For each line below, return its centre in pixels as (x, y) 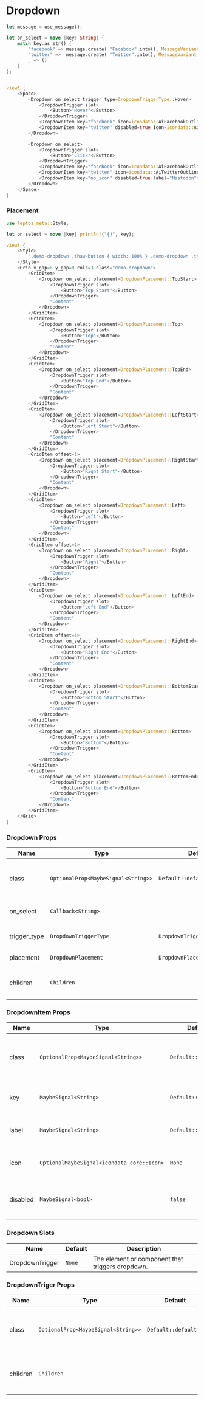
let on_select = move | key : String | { (55, 38)
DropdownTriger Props (40, 1285)
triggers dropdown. (121, 1267)
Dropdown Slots (30, 1233)
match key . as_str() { (44, 43)
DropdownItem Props (39, 1012)
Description (144, 1248)
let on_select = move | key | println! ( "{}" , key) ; (70, 234)
